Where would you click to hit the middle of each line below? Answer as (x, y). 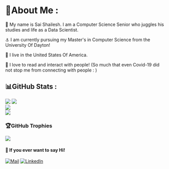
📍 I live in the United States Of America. (46, 55)
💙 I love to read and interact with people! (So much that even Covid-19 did (82, 64)
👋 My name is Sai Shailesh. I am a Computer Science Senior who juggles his (85, 24)
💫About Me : (32, 10)
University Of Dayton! (28, 45)
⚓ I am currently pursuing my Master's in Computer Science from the (78, 40)
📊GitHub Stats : (31, 87)
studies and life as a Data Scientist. (42, 29)
